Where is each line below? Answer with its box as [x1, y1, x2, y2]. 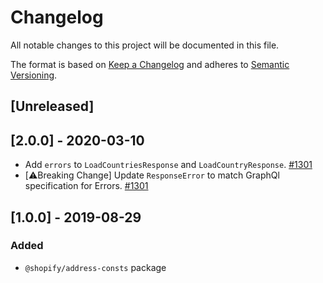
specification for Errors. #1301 [24, 180, 149, 192]
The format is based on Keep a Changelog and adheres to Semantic [10, 58, 290, 70]
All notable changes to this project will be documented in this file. [10, 39, 280, 51]
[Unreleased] [10, 98, 95, 115]
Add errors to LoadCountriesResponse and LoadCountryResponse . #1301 [24, 159, 313, 171]
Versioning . [10, 69, 58, 81]
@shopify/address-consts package [24, 261, 167, 273]
